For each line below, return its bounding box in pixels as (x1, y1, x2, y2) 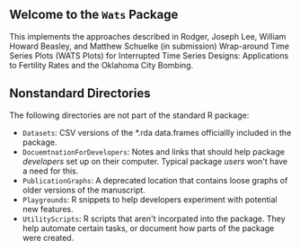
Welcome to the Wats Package (9, 7, 179, 22)
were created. (22, 232, 75, 243)
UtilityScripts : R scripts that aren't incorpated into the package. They (22, 213, 286, 224)
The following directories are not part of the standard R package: (9, 110, 250, 121)
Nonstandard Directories (9, 85, 151, 102)
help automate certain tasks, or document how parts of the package (22, 222, 275, 233)
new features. (22, 203, 74, 214)
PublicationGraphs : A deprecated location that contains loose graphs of (22, 174, 288, 185)
